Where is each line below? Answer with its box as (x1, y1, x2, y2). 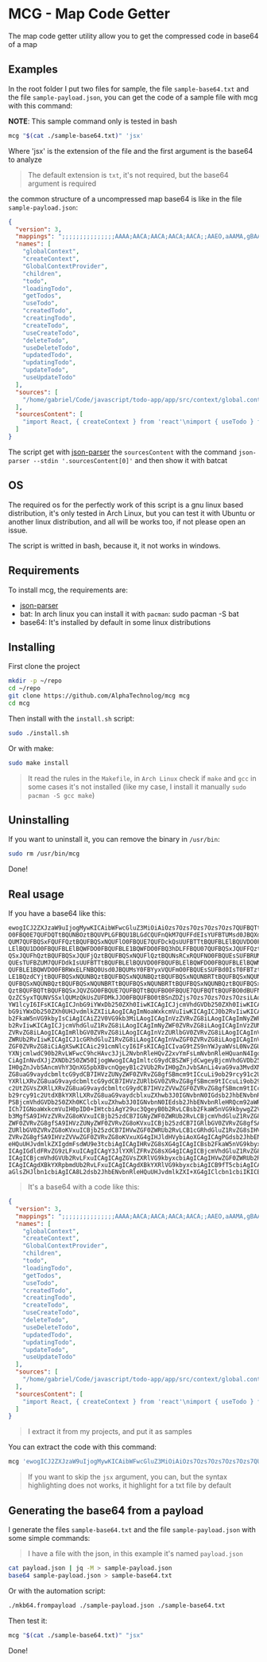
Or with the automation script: (8, 1585, 106, 1595)
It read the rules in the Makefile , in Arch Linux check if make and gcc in (27, 773, 257, 783)
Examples (8, 63, 58, 77)
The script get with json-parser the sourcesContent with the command (8, 447, 237, 457)
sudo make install (8, 759, 69, 767)
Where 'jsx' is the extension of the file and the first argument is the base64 (8, 146, 253, 155)
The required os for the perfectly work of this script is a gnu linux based (8, 500, 244, 509)
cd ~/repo (8, 685, 41, 693)
